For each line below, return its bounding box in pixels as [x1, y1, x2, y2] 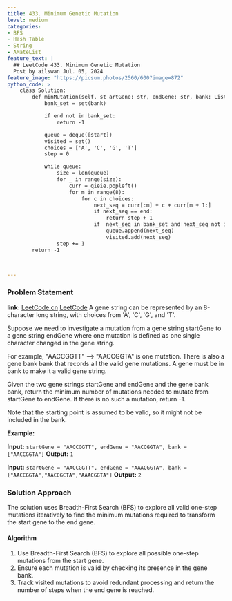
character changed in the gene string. [7, 338, 115, 347]
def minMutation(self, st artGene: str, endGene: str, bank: [32, 94, 212, 101]
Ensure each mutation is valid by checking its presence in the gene [17, 564, 208, 572]
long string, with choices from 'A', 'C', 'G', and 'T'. [36, 310, 176, 318]
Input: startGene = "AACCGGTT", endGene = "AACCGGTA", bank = [7, 442, 188, 450]
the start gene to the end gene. [7, 517, 95, 526]
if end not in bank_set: [43, 113, 116, 120]
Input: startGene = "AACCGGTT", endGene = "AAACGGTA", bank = [7, 463, 188, 471]
